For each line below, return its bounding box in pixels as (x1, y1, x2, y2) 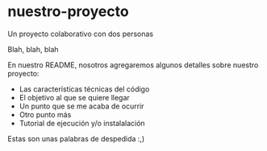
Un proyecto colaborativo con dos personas (7, 29, 154, 39)
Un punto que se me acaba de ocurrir (19, 101, 144, 111)
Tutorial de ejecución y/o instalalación (19, 118, 146, 128)
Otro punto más (19, 109, 72, 119)
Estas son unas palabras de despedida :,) (7, 133, 145, 143)
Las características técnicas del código (19, 84, 150, 94)
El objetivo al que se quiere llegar (19, 92, 130, 102)
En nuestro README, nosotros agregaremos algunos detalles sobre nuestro (7, 59, 259, 70)
